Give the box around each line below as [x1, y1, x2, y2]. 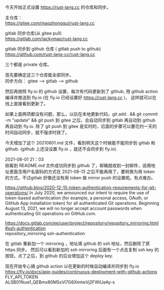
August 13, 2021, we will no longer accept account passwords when [5, 205, 142, 211]
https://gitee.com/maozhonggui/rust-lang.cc [5, 20, 95, 26]
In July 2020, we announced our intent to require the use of [29, 190, 150, 195]
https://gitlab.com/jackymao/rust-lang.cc [5, 36, 88, 42]
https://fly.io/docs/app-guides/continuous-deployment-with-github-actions [5, 269, 158, 274]
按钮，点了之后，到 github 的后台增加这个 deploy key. [5, 253, 114, 259]
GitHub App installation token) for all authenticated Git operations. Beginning [5, 200, 159, 206]
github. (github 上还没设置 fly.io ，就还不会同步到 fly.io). [5, 146, 117, 152]
